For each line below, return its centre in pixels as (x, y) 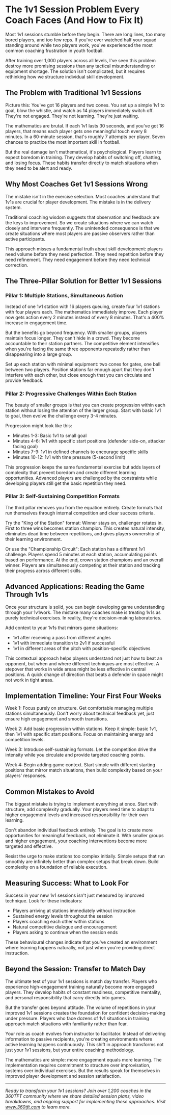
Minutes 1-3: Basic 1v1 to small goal (50, 435)
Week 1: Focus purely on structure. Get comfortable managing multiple (79, 708)
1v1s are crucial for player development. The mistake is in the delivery (78, 202)
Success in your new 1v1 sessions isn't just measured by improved (75, 895)
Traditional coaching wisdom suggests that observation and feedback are (82, 217)
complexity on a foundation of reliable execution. (56, 867)
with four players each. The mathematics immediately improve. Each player (84, 312)
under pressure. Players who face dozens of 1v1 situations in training (77, 1018)
